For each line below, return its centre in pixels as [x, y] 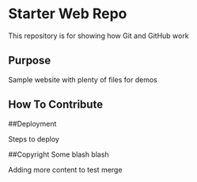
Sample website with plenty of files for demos [83, 79]
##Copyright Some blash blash [59, 154]
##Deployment [32, 123]
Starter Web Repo [68, 14]
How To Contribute [56, 105]
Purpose [30, 61]
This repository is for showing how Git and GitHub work [98, 36]
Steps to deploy [34, 138]
